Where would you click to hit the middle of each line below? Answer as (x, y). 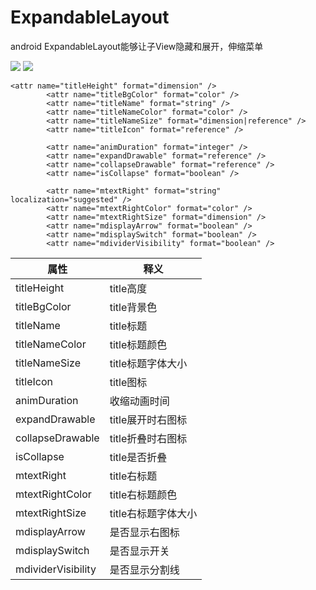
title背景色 (133, 307)
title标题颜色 (138, 344)
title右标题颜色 (143, 494)
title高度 (128, 288)
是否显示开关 (139, 551)
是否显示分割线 (144, 569)
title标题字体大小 (148, 363)
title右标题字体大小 (153, 513)
